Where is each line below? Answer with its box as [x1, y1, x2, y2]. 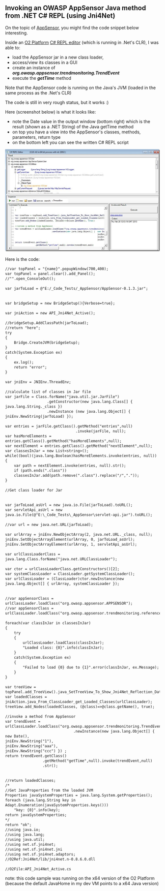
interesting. [5, 30, 28, 36]
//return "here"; [5, 325, 41, 330]
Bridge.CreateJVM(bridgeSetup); [14, 340, 80, 345]
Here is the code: [5, 256, 40, 262]
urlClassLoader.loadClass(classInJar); [23, 640, 105, 645]
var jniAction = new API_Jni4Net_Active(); [5, 310, 96, 315]
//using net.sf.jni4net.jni [5, 847, 63, 852]
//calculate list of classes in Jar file [5, 389, 91, 394]
